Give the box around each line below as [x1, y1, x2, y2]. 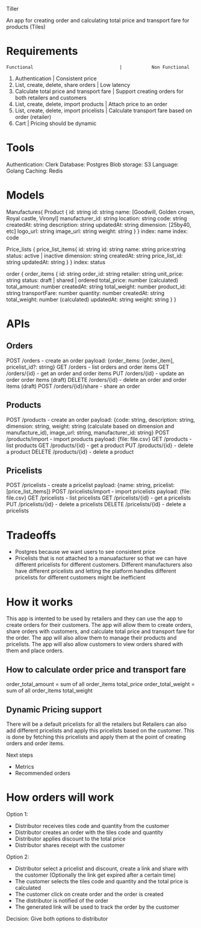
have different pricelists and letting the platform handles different [14, 567, 176, 575]
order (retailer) [14, 113, 52, 120]
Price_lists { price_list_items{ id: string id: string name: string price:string [6, 246, 186, 253]
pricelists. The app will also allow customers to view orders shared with [6, 641, 184, 648]
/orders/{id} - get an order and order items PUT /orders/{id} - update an [6, 369, 185, 377]
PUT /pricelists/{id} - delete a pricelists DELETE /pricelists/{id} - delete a [6, 501, 187, 508]
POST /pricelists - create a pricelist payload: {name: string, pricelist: [6, 481, 175, 489]
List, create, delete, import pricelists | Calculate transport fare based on [14, 107, 193, 114]
